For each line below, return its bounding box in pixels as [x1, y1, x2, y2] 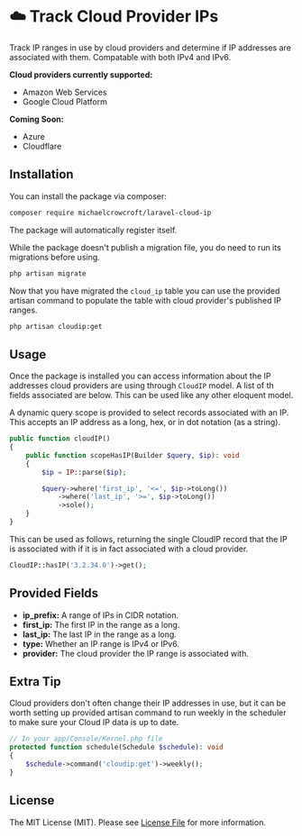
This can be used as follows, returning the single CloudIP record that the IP [9, 533, 288, 544]
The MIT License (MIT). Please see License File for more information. [9, 816, 266, 828]
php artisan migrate [9, 268, 87, 278]
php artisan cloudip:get [9, 322, 103, 331]
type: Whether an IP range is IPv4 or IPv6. [22, 638, 180, 649]
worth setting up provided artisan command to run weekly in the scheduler [9, 707, 287, 718]
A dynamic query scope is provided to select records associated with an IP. [9, 407, 289, 418]
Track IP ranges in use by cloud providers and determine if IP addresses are [9, 41, 291, 53]
